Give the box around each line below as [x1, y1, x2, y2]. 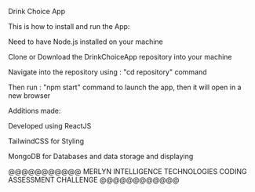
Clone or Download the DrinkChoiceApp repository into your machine [8, 53, 233, 61]
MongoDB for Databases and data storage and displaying [8, 152, 194, 161]
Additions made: [8, 106, 61, 115]
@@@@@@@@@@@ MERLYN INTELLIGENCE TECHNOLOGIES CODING [8, 167, 247, 176]
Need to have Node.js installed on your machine [8, 37, 163, 46]
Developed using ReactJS [8, 121, 92, 130]
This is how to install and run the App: [8, 22, 130, 31]
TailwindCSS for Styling [8, 136, 85, 146]
